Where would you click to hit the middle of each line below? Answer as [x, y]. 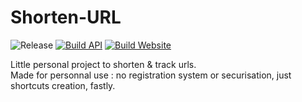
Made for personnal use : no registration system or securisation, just [151, 75]
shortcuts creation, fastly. [63, 85]
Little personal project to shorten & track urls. [103, 64]
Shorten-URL [66, 17]
